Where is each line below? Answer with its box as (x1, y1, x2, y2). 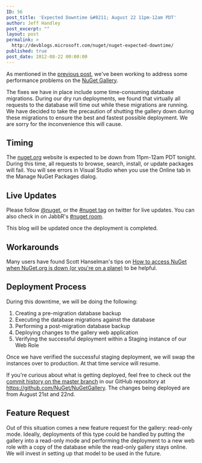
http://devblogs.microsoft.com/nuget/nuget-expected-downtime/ (11, 43, 174, 49)
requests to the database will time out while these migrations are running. (6, 101, 189, 109)
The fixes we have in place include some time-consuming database (6, 88, 174, 95)
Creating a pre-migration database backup (14, 309, 122, 317)
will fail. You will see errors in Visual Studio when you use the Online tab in (6, 166, 191, 174)
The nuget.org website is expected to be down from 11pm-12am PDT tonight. (6, 154, 197, 161)
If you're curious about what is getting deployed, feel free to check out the (6, 371, 191, 379)
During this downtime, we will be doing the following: (6, 298, 137, 305)
